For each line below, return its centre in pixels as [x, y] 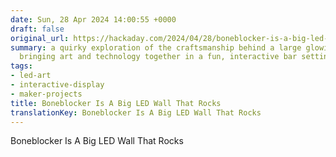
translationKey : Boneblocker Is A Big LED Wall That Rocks [136, 112]
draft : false [37, 29]
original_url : [40, 38]
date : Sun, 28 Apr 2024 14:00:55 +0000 [93, 19]
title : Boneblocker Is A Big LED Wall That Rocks [116, 103]
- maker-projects [46, 94]
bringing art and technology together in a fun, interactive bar [158, 57]
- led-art [31, 76]
